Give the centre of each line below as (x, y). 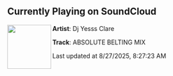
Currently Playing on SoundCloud (82, 12)
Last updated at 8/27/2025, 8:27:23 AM (109, 56)
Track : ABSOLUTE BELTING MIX (99, 42)
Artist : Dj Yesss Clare (83, 28)
